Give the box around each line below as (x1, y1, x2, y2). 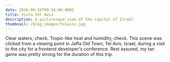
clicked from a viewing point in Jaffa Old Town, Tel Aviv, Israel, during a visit (5, 41, 165, 47)
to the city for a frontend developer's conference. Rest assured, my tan (5, 46, 155, 52)
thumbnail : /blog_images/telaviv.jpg (5, 21, 86, 27)
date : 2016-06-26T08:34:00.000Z (5, 7, 74, 13)
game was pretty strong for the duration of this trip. (5, 51, 113, 57)
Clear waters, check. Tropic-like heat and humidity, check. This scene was (5, 35, 162, 41)
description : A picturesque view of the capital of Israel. (5, 17, 136, 22)
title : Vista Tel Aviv (5, 12, 54, 17)
